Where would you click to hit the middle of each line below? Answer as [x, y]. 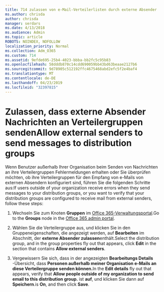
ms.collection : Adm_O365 [30, 51]
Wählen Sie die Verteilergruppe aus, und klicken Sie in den [71, 228]
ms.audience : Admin [25, 32]
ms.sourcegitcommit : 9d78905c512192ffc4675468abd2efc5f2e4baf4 [71, 69]
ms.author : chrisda [25, 14]
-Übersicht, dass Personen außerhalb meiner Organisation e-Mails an [84, 263]
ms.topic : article [24, 37]
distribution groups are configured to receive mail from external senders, [79, 198]
